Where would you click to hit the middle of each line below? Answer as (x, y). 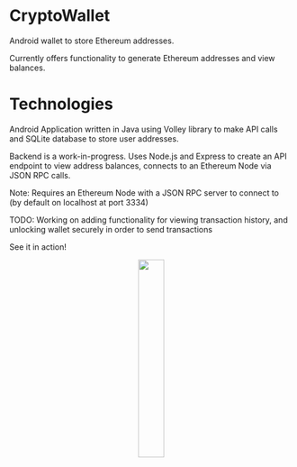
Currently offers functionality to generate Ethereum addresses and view (143, 58)
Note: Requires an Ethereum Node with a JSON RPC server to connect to (144, 192)
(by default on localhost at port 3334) (79, 202)
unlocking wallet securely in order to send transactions (111, 229)
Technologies (62, 104)
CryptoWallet (60, 16)
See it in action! (38, 247)
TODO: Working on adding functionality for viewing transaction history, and (148, 220)
